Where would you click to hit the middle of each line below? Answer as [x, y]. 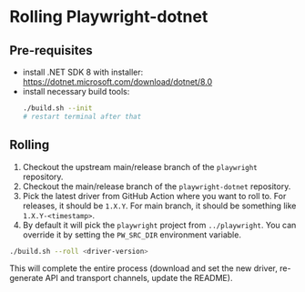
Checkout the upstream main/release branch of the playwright [140, 166]
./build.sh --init [57, 108]
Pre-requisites [51, 50]
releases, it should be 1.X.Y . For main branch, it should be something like [159, 206]
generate [26, 278]
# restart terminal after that [82, 116]
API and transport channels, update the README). [139, 278]
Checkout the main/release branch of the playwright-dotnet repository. [157, 186]
